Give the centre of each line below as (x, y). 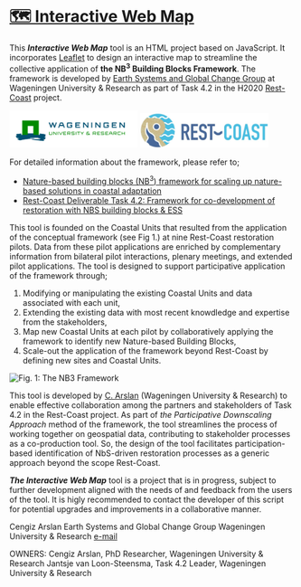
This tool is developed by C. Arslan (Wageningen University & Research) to (148, 396)
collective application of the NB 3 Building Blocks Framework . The (132, 68)
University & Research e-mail (63, 536)
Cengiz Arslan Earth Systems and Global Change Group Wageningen (137, 527)
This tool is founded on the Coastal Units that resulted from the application (148, 228)
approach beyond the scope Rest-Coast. (85, 463)
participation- (260, 444)
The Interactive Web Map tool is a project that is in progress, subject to (143, 480)
